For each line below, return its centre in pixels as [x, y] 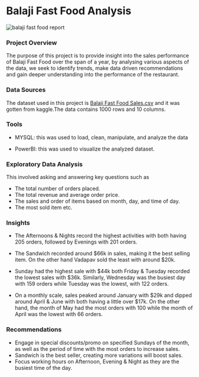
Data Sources [26, 90]
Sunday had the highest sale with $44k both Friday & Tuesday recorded [102, 271]
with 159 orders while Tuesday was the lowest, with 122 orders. [92, 284]
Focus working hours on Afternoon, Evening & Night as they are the [97, 361]
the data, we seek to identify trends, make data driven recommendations [95, 68]
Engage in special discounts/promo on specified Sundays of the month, [102, 343]
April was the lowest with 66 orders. [59, 314]
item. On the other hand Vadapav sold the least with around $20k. [95, 260]
